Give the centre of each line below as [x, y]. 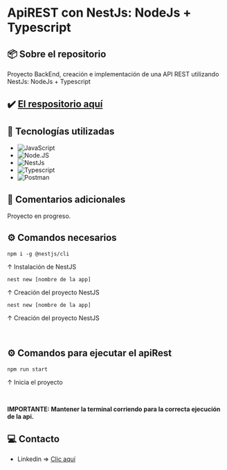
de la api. [21, 416]
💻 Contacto [34, 439]
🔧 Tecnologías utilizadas [61, 131]
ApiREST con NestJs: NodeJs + [99, 13]
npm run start [28, 369]
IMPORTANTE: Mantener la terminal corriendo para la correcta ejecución [114, 409]
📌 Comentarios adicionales [66, 199]
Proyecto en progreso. [39, 216]
